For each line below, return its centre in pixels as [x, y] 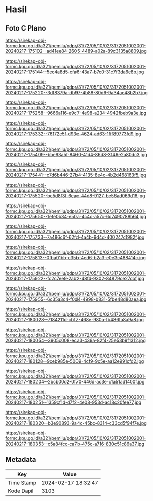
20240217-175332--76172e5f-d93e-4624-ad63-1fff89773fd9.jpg [73, 134]
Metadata [21, 460]
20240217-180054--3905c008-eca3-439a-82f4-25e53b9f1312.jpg [75, 340]
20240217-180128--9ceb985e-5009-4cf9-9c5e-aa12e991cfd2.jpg [75, 361]
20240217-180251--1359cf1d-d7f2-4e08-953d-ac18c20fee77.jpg [73, 402]
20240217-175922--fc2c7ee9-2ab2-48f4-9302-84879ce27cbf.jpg [75, 278]
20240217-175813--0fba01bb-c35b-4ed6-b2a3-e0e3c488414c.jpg [75, 258]
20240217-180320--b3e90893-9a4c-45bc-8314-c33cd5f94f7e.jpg [76, 423]
